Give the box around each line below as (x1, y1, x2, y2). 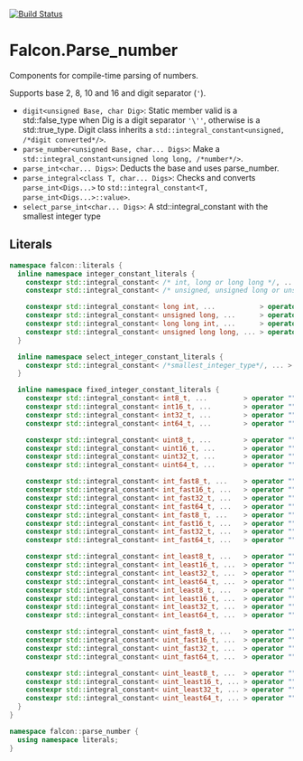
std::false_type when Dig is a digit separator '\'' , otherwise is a (22, 114, 261, 126)
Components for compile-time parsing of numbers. (9, 70, 198, 80)
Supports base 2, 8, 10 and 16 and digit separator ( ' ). (9, 87, 207, 99)
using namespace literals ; (17, 735, 119, 745)
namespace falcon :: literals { (9, 260, 124, 270)
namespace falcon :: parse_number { (9, 727, 140, 736)
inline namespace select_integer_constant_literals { (17, 352, 224, 362)
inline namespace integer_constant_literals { (17, 269, 196, 278)
